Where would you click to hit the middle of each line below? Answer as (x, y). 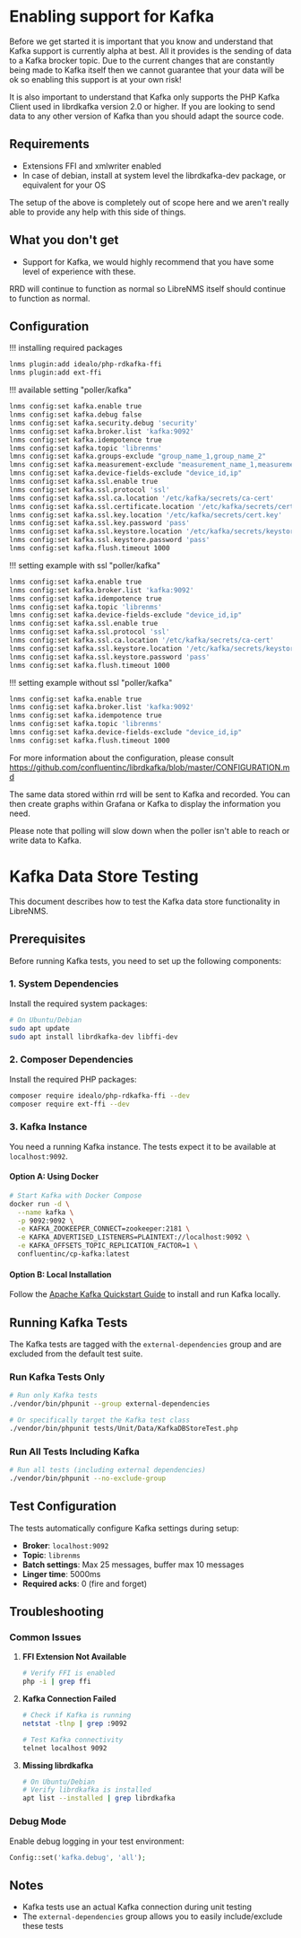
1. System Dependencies (64, 984)
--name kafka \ (46, 1212)
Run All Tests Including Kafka (75, 1451)
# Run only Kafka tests (54, 1396)
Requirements (49, 144)
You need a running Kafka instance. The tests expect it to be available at (142, 1146)
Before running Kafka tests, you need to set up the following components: (146, 960)
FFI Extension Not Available (74, 1657)
